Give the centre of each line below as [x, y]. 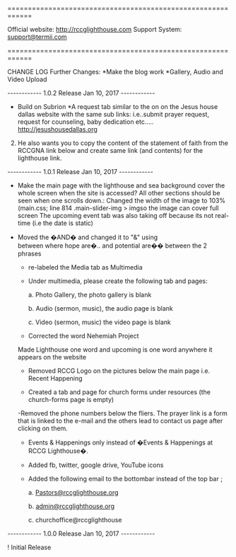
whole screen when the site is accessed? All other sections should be [119, 193]
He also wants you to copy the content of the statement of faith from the [123, 143]
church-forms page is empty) [71, 400]
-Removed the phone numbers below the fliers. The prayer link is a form [122, 413]
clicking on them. [43, 428]
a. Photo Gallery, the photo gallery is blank [90, 295]
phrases [29, 253]
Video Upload [27, 79]
